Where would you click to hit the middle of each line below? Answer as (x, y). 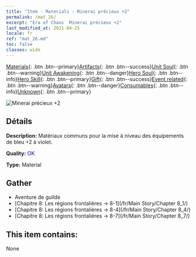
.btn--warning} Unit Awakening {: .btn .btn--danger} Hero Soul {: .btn (87, 73)
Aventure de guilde (37, 197)
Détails (19, 121)
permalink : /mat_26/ (31, 17)
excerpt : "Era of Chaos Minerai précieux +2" (64, 22)
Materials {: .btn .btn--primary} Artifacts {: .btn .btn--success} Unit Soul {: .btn (97, 66)
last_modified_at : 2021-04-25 (43, 28)
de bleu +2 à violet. (29, 142)
